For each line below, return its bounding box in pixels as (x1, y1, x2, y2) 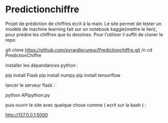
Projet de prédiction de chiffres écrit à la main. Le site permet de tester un (5, 20, 162, 27)
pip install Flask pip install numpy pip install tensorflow (5, 72, 121, 78)
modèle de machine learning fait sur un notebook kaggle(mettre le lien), (5, 26, 157, 32)
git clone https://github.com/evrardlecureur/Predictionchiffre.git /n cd (5, 47, 153, 53)
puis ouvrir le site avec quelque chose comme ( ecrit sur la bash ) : (5, 101, 146, 108)
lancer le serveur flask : (5, 82, 55, 88)
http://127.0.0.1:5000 (5, 112, 48, 118)
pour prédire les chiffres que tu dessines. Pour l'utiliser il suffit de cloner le (5, 31, 163, 37)
